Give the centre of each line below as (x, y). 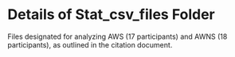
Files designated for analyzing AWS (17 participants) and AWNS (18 (117, 36)
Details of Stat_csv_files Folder (112, 15)
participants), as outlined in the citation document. (90, 44)
